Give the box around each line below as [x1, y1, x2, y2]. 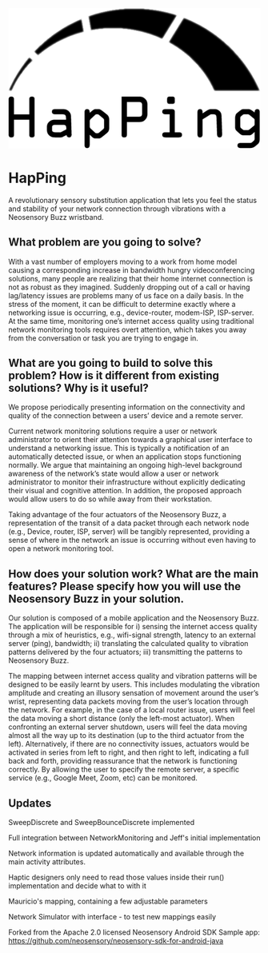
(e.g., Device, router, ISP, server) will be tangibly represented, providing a [8, 527, 250, 536]
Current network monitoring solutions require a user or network [8, 426, 218, 436]
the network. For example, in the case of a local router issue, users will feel [8, 705, 255, 715]
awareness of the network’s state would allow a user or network [8, 469, 219, 479]
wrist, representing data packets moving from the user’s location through [8, 696, 249, 707]
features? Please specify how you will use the [8, 580, 242, 593]
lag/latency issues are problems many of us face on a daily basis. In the [8, 290, 244, 300]
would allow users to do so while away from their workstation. [8, 494, 212, 504]
